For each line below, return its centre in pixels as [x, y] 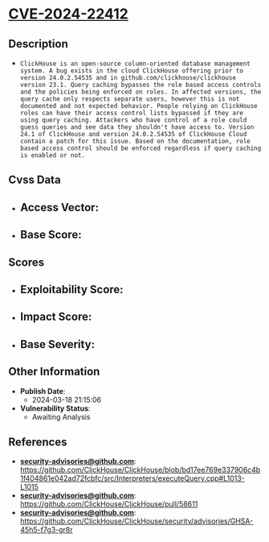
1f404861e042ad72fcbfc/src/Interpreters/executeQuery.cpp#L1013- [132, 478]
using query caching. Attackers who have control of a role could [133, 120]
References [38, 442]
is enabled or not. [53, 155]
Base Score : [51, 235]
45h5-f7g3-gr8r [47, 530]
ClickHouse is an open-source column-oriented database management [135, 64]
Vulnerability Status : [55, 408]
